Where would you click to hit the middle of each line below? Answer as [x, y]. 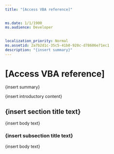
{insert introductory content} [33, 97]
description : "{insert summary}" [39, 50]
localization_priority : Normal [37, 41]
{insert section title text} [43, 112]
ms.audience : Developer [29, 28]
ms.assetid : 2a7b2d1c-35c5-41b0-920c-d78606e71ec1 [57, 45]
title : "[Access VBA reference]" [39, 9]
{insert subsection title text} [39, 136]
